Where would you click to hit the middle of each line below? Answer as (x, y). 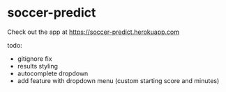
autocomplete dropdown (53, 73)
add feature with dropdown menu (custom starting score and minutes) (118, 80)
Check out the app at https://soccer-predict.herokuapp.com (93, 32)
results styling (37, 66)
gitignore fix (35, 58)
